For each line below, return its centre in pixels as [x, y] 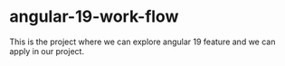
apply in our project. [47, 51]
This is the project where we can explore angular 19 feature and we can [142, 42]
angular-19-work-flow [94, 17]
